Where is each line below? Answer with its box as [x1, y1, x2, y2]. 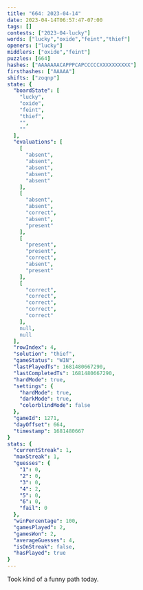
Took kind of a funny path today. [7, 575, 99, 583]
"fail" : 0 [19, 505, 48, 512]
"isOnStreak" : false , [13, 543, 76, 550]
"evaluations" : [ [13, 139, 63, 146]
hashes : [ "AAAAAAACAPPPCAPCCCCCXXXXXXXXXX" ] [7, 61, 137, 68]
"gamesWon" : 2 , [13, 530, 57, 537]
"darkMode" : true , [19, 395, 72, 403]
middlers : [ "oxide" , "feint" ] [7, 49, 91, 56]
